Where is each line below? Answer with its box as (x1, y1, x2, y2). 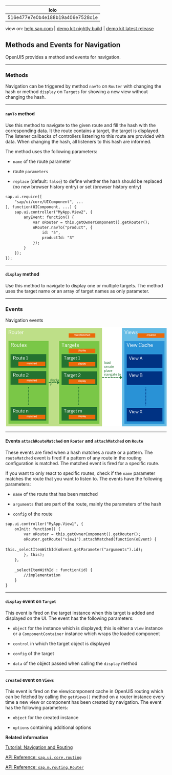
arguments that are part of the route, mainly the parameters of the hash (12, 500, 162, 507)
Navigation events (5, 317, 44, 323)
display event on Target (5, 598, 56, 604)
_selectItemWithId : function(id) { (14, 567, 93, 573)
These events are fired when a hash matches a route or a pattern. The (5, 449, 153, 455)
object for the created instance (12, 715, 79, 721)
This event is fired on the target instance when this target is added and (5, 610, 155, 616)
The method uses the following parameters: (5, 148, 97, 154)
